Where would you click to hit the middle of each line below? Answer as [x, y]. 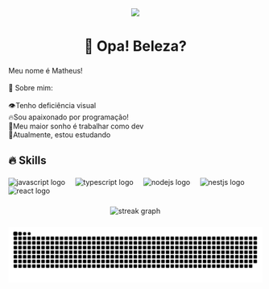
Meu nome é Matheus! [46, 71]
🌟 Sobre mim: [31, 88]
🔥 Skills [27, 160]
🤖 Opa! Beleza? [135, 46]
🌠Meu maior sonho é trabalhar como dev [76, 126]
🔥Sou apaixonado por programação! [68, 117]
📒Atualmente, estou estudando [60, 135]
